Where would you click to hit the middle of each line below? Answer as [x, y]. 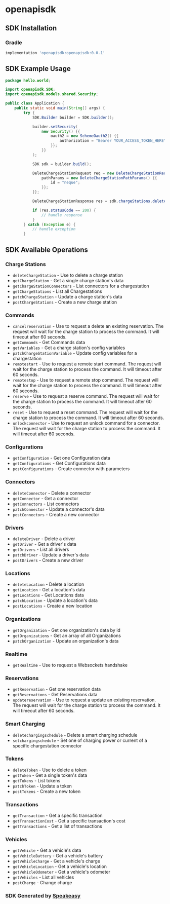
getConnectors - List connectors [46, 504]
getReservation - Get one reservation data [57, 689]
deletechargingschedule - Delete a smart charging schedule [75, 735]
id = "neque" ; [65, 183]
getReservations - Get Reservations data [55, 695]
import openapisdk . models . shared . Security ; [52, 94]
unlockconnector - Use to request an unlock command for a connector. [86, 423]
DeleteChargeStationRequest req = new [73, 173]
